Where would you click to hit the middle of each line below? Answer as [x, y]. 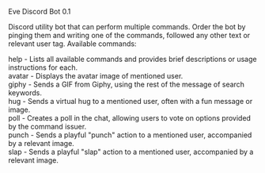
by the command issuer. [47, 127]
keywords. [25, 93]
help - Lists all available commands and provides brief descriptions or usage [132, 59]
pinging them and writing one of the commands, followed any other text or [129, 35]
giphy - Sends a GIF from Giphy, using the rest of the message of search [127, 84]
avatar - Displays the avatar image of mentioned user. [96, 76]
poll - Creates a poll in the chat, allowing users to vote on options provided [130, 118]
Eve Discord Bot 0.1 [40, 12]
